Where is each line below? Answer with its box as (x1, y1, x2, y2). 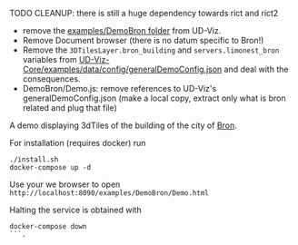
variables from (22, 54, 77, 64)
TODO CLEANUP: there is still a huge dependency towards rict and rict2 (9, 8, 279, 18)
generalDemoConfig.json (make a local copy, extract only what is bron (22, 93, 286, 103)
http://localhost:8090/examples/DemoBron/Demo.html (9, 189, 209, 198)
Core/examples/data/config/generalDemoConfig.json (22, 64, 223, 74)
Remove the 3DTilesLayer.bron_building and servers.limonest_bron (22, 44, 280, 55)
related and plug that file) (22, 103, 118, 113)
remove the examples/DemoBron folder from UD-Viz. (22, 25, 222, 35)
